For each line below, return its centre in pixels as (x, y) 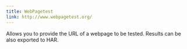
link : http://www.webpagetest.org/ (49, 17)
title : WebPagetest (30, 11)
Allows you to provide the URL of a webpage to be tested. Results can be (94, 33)
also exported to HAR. (32, 40)
